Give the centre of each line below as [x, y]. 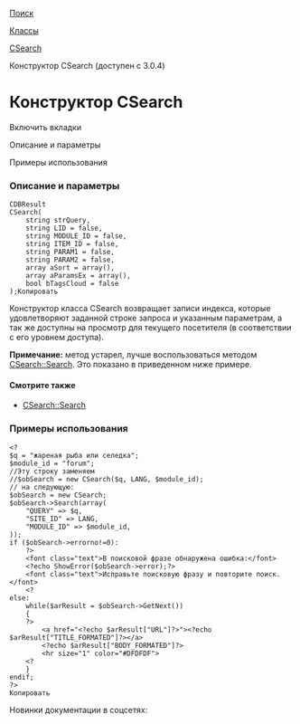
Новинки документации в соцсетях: [79, 710]
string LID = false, [64, 229]
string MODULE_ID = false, [76, 236]
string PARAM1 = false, [70, 252]
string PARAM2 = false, [70, 260]
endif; [22, 677]
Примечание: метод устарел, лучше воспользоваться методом [133, 355]
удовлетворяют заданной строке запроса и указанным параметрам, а [146, 318]
